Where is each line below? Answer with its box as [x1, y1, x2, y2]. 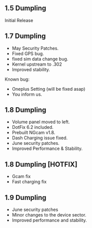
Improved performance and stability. [11, 217, 87, 223]
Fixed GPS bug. [11, 50, 44, 57]
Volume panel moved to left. [11, 119, 70, 125]
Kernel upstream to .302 [11, 61, 62, 67]
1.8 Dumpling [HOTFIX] [4, 160, 78, 168]
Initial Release [4, 17, 33, 23]
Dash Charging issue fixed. [11, 135, 68, 141]
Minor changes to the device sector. [11, 212, 86, 218]
